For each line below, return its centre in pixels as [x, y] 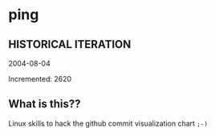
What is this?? [45, 104]
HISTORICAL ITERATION [70, 44]
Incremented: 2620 [40, 79]
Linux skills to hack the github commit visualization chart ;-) [108, 123]
